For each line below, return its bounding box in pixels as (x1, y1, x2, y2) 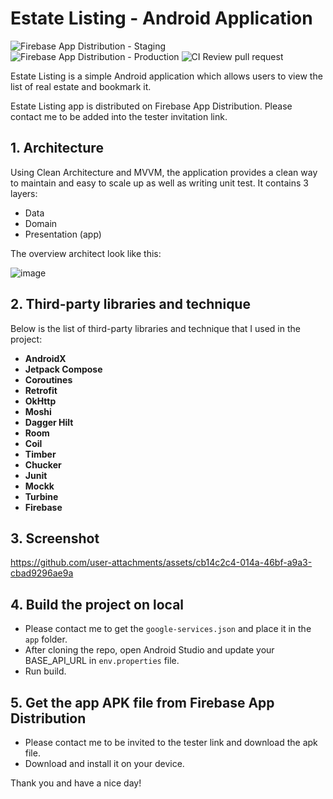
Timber (24, 448, 57, 460)
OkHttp (24, 395, 57, 407)
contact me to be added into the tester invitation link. (10, 110, 228, 122)
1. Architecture (10, 140, 104, 157)
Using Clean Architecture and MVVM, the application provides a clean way (10, 166, 318, 178)
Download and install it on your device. (24, 758, 185, 769)
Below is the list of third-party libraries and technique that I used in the (10, 322, 301, 334)
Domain (24, 217, 58, 229)
